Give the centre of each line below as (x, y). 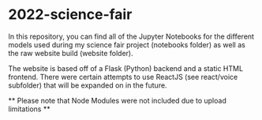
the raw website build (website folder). (71, 53)
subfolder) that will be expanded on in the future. (88, 85)
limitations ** (29, 109)
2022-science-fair (70, 15)
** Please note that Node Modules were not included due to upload (117, 100)
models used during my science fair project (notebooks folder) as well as (127, 44)
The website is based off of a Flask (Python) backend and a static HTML (125, 68)
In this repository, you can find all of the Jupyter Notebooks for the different (131, 36)
